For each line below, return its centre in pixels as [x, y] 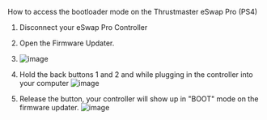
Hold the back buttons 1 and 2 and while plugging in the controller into [136, 75]
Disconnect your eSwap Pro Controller [83, 27]
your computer [44, 83]
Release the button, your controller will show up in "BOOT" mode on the [139, 99]
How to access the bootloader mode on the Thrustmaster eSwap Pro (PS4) [133, 12]
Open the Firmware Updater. [67, 43]
